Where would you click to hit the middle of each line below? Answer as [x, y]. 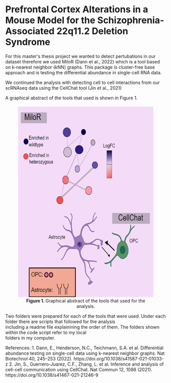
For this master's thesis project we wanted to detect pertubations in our [80, 56]
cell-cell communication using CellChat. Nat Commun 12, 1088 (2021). [79, 369]
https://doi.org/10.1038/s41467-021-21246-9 [52, 375]
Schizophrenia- [131, 20]
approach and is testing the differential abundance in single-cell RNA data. [83, 72]
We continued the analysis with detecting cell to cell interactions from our [82, 82]
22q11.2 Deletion [92, 31]
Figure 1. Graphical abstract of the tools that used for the [86, 301]
